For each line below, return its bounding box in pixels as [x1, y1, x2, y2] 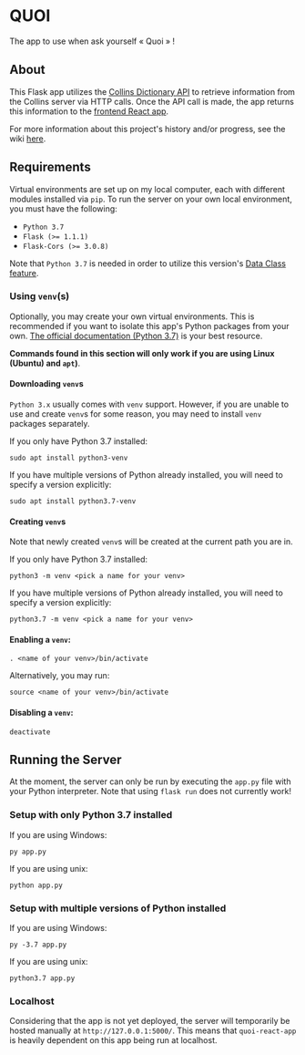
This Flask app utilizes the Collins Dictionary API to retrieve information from [9, 86, 296, 97]
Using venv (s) [9, 290, 70, 303]
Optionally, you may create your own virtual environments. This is [9, 311, 255, 322]
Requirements [9, 160, 91, 175]
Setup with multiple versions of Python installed [9, 902, 227, 915]
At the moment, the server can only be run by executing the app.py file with [9, 776, 291, 787]
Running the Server [9, 752, 122, 768]
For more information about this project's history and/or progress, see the [9, 123, 286, 134]
